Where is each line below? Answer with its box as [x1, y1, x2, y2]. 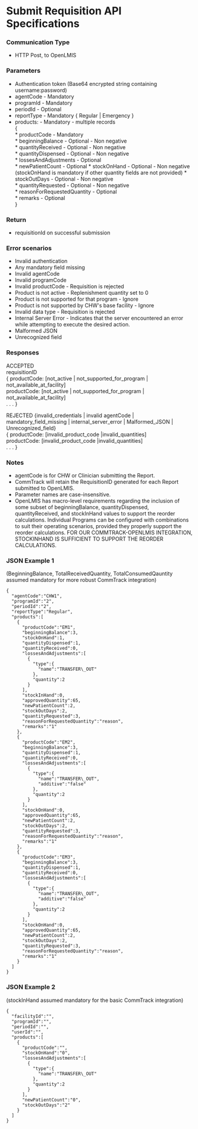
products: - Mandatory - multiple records [14, 118, 116, 125]
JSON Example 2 [6, 983, 55, 991]
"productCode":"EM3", [21, 855, 76, 860]
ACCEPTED [6, 362, 34, 369]
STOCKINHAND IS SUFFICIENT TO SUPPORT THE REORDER [14, 535, 164, 542]
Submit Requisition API [6, 4, 122, 18]
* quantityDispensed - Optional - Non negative [14, 150, 130, 157]
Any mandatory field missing [14, 264, 85, 271]
